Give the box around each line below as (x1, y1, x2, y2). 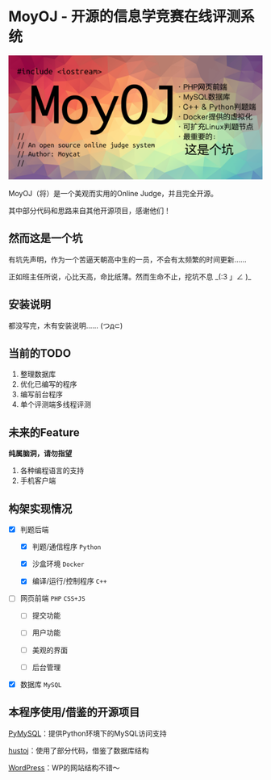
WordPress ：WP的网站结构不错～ (8, 762, 120, 772)
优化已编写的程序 (19, 380, 77, 389)
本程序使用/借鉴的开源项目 (8, 706, 140, 719)
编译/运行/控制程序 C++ (31, 577, 107, 586)
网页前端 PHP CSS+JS (19, 593, 86, 603)
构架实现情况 (8, 501, 73, 515)
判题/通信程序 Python (31, 542, 102, 551)
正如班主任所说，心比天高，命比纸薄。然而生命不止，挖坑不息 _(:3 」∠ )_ (8, 271, 252, 281)
